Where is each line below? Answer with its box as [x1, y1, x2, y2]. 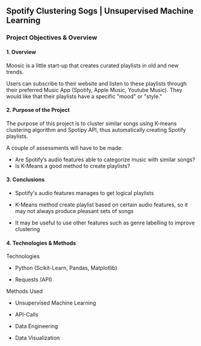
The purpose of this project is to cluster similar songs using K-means [6, 120, 177, 127]
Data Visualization [14, 335, 60, 342]
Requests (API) [14, 276, 52, 283]
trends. [6, 68, 24, 75]
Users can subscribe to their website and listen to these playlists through [6, 79, 187, 87]
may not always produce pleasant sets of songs [14, 207, 134, 214]
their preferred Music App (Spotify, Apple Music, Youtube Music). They [6, 86, 182, 93]
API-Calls [14, 311, 39, 318]
